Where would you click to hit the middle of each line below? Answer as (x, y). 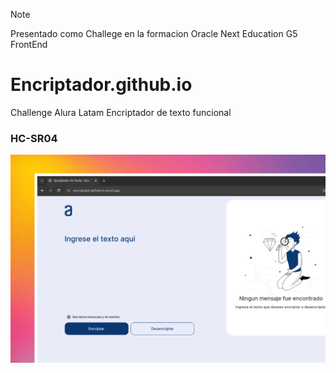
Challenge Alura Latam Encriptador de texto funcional (121, 112)
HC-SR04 (34, 138)
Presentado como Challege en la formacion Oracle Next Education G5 (154, 33)
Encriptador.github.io (101, 85)
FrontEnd (29, 44)
